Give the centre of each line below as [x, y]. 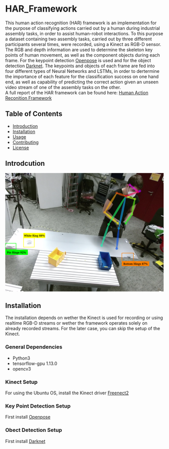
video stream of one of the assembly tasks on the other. [63, 87]
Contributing [25, 142]
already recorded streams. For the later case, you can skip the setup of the [83, 329]
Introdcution [25, 164]
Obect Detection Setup [34, 430]
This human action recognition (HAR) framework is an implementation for [81, 23]
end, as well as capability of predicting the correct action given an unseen [82, 82]
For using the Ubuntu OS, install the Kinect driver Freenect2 [67, 393]
